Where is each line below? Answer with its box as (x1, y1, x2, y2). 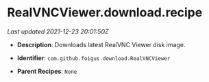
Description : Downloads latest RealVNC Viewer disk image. (16, 40, 186, 49)
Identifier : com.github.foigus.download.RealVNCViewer (16, 53, 171, 62)
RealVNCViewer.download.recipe (7, 5, 203, 20)
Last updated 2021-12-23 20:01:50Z (7, 27, 109, 36)
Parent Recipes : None (16, 67, 77, 75)
